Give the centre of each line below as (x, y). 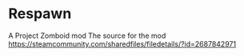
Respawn (40, 14)
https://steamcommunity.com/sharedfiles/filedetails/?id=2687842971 (122, 43)
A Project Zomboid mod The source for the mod (87, 35)
